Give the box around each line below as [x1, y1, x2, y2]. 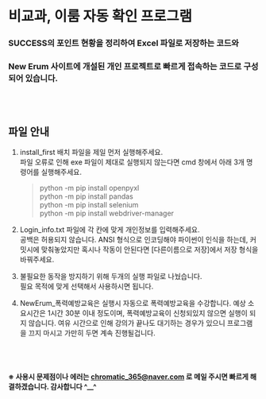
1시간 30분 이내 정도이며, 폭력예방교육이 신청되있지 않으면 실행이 [47, 308, 248, 318]
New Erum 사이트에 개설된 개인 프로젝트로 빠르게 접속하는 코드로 [8, 61, 242, 72]
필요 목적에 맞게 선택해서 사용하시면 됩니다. [19, 281, 154, 291]
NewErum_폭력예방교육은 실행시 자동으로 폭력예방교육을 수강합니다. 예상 [19, 299, 246, 308]
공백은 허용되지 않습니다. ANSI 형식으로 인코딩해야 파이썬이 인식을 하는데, [19, 235, 249, 245]
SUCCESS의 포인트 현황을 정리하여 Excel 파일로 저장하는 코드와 [8, 37, 240, 48]
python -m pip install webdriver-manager [39, 208, 175, 219]
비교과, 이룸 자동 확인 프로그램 [8, 7, 192, 25]
